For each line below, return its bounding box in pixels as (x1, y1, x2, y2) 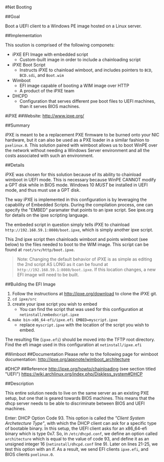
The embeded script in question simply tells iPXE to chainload (5, 222, 130, 227)
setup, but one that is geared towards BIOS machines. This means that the (5, 396, 155, 401)
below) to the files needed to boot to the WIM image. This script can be (5, 242, 149, 247)
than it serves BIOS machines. (19, 104, 80, 109)
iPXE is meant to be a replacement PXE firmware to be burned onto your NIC (5, 132, 160, 137)
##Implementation (5, 33, 42, 38)
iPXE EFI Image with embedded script (12, 51, 88, 57)
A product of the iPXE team (19, 88, 75, 93)
